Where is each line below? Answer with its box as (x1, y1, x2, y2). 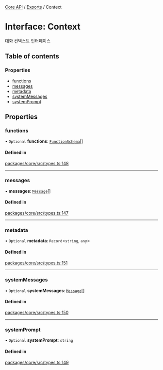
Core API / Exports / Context (5, 4, 62, 10)
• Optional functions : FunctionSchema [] (5, 138, 83, 144)
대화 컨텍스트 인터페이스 (5, 37, 51, 43)
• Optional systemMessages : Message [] (5, 287, 85, 294)
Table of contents (5, 52, 59, 60)
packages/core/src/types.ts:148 (5, 160, 69, 166)
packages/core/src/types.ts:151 (5, 260, 68, 266)
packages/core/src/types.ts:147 (5, 210, 69, 216)
